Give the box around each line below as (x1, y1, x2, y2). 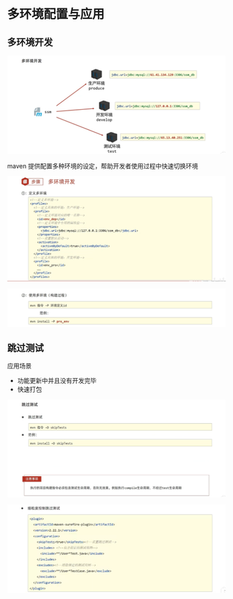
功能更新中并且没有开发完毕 (17, 377, 97, 385)
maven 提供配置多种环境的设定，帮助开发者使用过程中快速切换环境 (7, 162, 198, 170)
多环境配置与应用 (7, 6, 105, 22)
